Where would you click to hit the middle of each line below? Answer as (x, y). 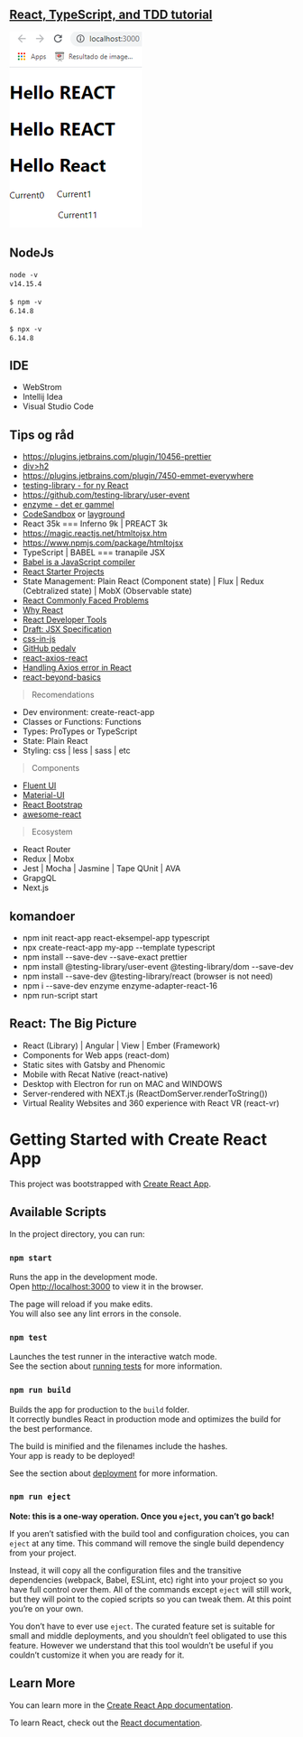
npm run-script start (60, 996)
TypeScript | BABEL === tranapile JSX (93, 553)
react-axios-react (55, 658)
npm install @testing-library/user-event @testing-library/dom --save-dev (158, 967)
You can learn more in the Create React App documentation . (121, 1704)
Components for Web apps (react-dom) (96, 1054)
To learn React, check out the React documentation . (106, 1723)
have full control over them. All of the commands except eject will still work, (151, 1589)
